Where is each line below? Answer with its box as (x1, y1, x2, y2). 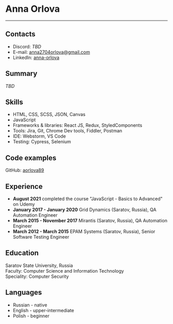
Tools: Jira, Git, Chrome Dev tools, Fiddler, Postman (12, 128, 123, 134)
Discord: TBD (12, 43, 41, 49)
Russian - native (12, 301, 47, 308)
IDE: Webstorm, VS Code (12, 133, 66, 139)
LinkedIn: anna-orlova (12, 54, 60, 61)
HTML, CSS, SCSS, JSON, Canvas (12, 111, 86, 118)
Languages (5, 288, 42, 297)
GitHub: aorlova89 (5, 167, 44, 174)
